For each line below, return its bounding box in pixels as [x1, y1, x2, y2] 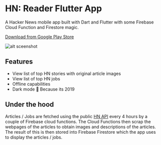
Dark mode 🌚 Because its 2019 [12, 86, 75, 92]
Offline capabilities [12, 81, 51, 87]
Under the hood [5, 100, 54, 109]
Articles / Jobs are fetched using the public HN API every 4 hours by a [5, 113, 148, 119]
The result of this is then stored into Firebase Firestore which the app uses [5, 129, 156, 135]
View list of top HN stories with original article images [12, 71, 121, 76]
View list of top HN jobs [12, 75, 61, 81]
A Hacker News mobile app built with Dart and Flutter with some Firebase [5, 19, 154, 25]
